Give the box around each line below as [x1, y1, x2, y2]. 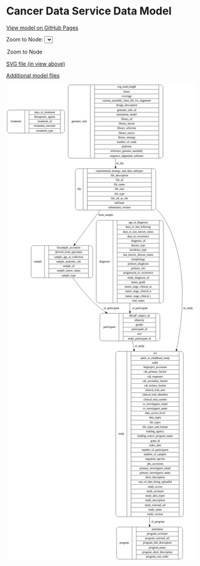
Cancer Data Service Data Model [6, 4, 172, 18]
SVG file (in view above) [6, 60, 66, 67]
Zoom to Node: [6, 35, 44, 43]
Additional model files [6, 72, 60, 79]
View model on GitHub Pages [6, 24, 79, 31]
